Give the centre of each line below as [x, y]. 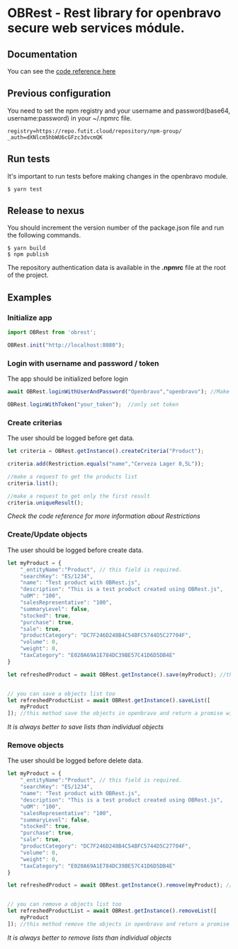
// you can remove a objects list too [64, 904]
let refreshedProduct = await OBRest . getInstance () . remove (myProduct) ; [115, 885]
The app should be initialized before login [68, 379]
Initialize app [30, 318]
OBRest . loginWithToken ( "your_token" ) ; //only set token [93, 405]
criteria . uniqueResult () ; [45, 502]
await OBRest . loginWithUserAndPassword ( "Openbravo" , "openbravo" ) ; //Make [119, 392]
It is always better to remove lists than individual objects [90, 938]
